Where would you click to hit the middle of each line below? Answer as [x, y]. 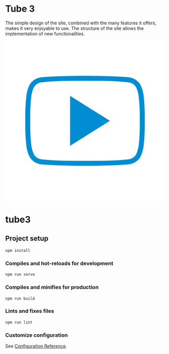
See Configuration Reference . [36, 346]
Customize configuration [37, 335]
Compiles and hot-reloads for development [59, 263]
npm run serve [20, 275]
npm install [18, 250]
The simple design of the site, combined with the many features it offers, [81, 23]
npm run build [20, 298]
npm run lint [19, 322]
